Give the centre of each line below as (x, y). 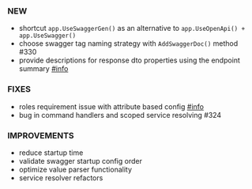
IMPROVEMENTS (41, 135)
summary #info (43, 69)
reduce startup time (51, 153)
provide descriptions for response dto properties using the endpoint (129, 60)
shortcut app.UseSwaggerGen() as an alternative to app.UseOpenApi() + (132, 28)
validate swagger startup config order (81, 161)
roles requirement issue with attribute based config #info (111, 106)
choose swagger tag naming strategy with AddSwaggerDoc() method (128, 43)
